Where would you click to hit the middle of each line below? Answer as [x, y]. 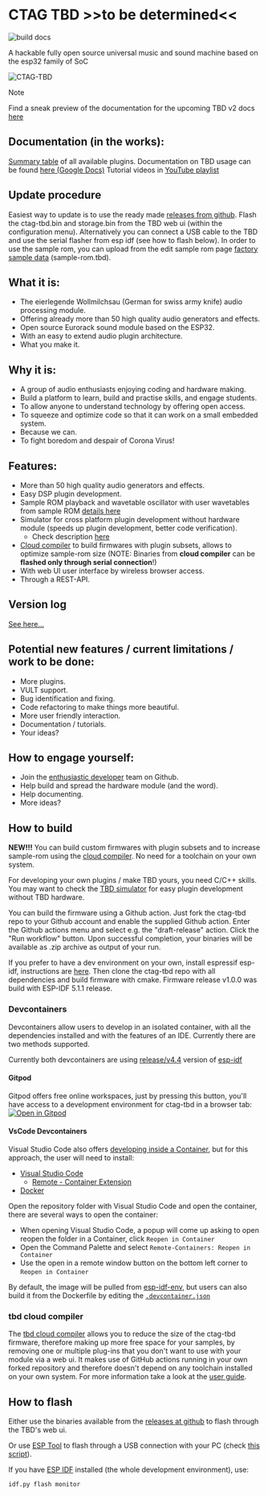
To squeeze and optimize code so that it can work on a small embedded [139, 415]
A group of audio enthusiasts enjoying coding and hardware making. [133, 389]
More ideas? [41, 803]
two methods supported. [49, 1044]
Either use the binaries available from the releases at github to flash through [134, 1421]
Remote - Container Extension [82, 1181]
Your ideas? [39, 732]
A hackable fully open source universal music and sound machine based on [133, 52]
